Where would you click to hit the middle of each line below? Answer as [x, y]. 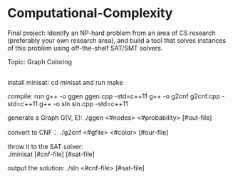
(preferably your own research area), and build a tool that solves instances [117, 40]
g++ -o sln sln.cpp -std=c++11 [83, 104]
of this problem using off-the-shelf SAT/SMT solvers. [85, 48]
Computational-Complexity [90, 13]
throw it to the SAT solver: [45, 147]
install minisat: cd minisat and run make [65, 83]
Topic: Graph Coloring [40, 61]
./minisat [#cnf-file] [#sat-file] [51, 154]
